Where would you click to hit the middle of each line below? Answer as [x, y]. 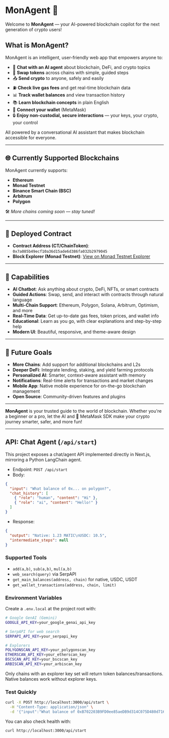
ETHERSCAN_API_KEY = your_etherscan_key [46, 655]
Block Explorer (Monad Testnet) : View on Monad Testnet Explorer [81, 256]
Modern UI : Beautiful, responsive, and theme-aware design [74, 332]
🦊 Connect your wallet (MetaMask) [49, 110]
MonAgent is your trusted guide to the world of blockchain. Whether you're [83, 411]
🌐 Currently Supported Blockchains [62, 158]
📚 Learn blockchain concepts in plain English [61, 102]
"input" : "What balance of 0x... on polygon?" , [61, 489]
